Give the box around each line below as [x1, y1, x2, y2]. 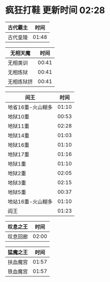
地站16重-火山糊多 [7, 198, 53, 205]
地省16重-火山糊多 [7, 104, 53, 111]
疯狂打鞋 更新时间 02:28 [5, 5, 105, 16]
